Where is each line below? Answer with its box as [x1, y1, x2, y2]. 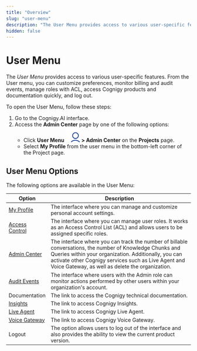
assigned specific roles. [50, 230, 108, 237]
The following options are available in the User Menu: [6, 182, 135, 189]
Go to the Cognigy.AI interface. [14, 115, 90, 122]
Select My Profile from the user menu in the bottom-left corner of [23, 143, 182, 150]
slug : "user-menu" [6, 15, 51, 22]
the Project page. [23, 149, 66, 156]
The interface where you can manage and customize [50, 203, 178, 210]
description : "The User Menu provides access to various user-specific [6, 22, 185, 28]
